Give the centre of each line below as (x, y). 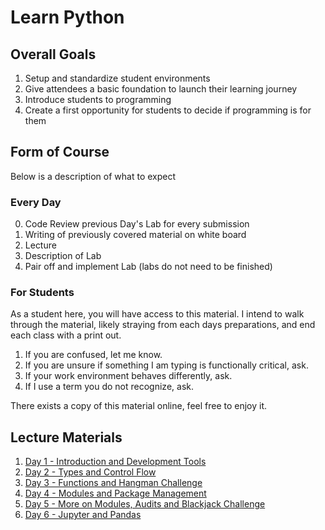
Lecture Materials (66, 437)
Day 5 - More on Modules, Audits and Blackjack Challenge (145, 504)
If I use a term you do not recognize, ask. (109, 387)
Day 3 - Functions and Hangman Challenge (113, 483)
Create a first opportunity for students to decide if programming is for (168, 110)
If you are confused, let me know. (93, 355)
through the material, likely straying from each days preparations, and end (163, 325)
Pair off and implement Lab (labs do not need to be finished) (148, 267)
